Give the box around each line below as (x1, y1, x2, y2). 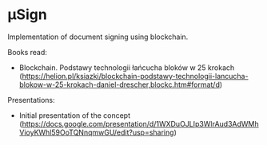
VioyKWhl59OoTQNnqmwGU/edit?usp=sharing (18, 127, 174, 137)
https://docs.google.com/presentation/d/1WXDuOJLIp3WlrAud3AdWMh (22, 119, 259, 128)
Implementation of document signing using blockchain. (7, 32, 189, 41)
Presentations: (7, 95, 55, 104)
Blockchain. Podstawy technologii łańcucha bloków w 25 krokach (18, 62, 235, 72)
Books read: (7, 47, 47, 57)
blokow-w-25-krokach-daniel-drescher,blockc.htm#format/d (18, 80, 221, 89)
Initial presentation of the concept (18, 110, 131, 120)
